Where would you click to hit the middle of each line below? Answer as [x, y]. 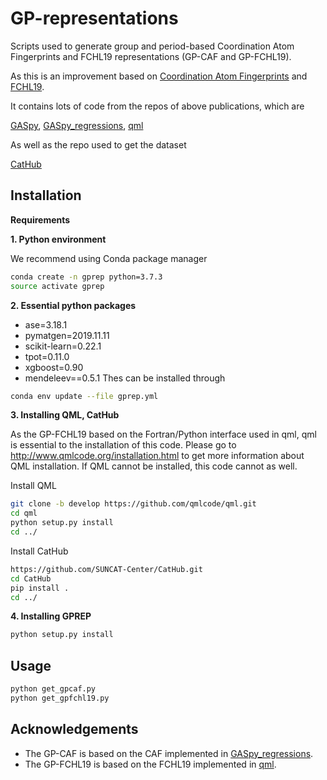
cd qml [24, 513]
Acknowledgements [74, 729]
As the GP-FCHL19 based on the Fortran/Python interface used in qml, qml [163, 434]
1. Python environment [58, 239]
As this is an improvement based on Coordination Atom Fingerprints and [159, 76]
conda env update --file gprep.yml [84, 396]
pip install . [40, 588]
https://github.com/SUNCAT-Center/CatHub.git [106, 569]
